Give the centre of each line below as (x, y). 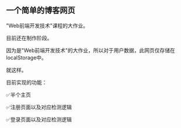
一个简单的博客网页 (41, 10)
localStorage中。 (26, 58)
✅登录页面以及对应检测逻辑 (39, 119)
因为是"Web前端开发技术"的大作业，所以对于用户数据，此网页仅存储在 (90, 50)
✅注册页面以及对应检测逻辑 (39, 107)
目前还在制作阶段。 (29, 38)
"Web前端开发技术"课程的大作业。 (47, 26)
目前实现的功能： (27, 82)
